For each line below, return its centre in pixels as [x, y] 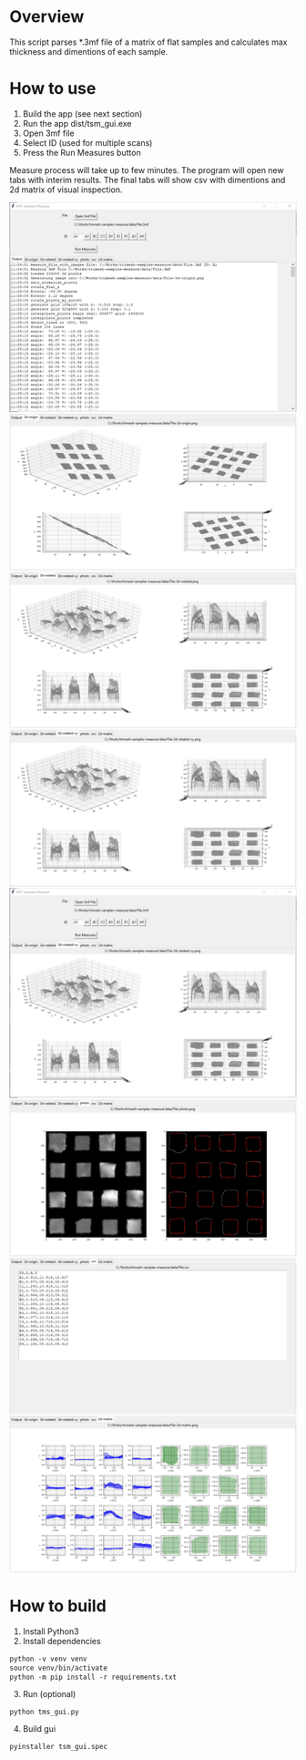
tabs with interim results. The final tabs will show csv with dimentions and [148, 180]
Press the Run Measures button [82, 152]
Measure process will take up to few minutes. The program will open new [147, 170]
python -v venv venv [49, 1659]
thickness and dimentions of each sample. [89, 51]
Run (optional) [49, 1693]
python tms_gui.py [44, 1712]
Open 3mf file [48, 133]
